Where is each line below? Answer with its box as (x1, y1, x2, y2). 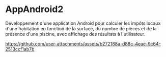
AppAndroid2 (5, 4, 64, 15)
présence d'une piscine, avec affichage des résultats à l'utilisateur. (5, 31, 146, 37)
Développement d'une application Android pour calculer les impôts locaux (5, 20, 161, 26)
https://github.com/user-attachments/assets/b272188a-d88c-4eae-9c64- (5, 40, 161, 46)
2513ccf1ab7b (5, 46, 35, 52)
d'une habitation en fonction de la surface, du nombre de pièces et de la (5, 25, 157, 31)
